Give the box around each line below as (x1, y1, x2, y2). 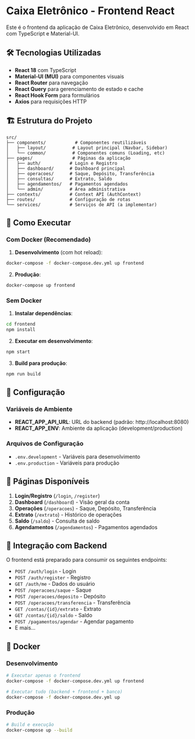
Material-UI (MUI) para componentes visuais (14, 73, 124, 80)
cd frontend (6, 321, 35, 328)
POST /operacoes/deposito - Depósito (14, 593, 106, 600)
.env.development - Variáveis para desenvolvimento (14, 453, 141, 460)
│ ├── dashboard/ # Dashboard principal (6, 166, 126, 171)
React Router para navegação (14, 79, 89, 86)
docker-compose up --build (6, 727, 73, 733)
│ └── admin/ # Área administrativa (6, 186, 126, 192)
